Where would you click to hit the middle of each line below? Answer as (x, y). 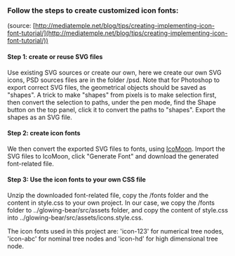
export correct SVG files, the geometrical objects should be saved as (107, 87)
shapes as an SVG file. (40, 117)
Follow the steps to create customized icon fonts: (93, 11)
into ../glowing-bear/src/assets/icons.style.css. (75, 217)
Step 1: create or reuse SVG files (55, 56)
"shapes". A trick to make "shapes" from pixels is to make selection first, (112, 95)
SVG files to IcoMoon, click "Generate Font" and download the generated (113, 156)
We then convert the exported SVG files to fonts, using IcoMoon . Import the (116, 149)
